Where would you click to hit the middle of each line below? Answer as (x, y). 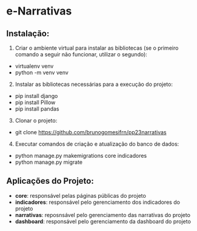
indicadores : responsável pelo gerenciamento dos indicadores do (98, 202)
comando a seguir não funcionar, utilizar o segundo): (81, 54)
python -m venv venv (42, 73)
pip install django (36, 96)
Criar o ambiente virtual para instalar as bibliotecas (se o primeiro (97, 48)
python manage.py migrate (49, 162)
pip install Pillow (35, 102)
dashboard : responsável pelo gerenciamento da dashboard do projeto (103, 221)
